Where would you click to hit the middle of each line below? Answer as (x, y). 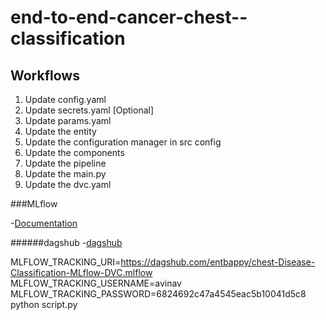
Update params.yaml (68, 120)
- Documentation (44, 223)
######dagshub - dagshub (66, 242)
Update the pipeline (65, 163)
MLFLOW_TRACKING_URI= (66, 262)
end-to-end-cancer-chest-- (129, 17)
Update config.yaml (65, 99)
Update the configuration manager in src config (123, 142)
